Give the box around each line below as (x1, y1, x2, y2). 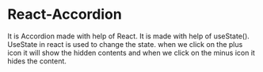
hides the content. (7, 56, 67, 66)
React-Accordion (7, 5, 122, 23)
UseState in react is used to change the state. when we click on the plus (7, 39, 243, 49)
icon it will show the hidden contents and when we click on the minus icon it (7, 48, 255, 57)
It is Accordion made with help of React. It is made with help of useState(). (7, 31, 250, 41)
